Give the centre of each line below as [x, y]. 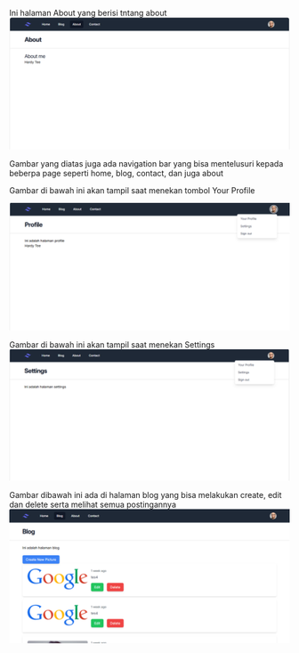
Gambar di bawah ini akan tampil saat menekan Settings [112, 345]
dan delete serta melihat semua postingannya [93, 505]
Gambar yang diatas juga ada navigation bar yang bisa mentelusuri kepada [146, 164]
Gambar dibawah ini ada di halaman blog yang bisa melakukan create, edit [145, 495]
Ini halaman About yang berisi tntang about [88, 13]
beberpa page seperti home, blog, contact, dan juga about [117, 174]
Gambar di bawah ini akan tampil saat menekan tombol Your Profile [132, 191]
